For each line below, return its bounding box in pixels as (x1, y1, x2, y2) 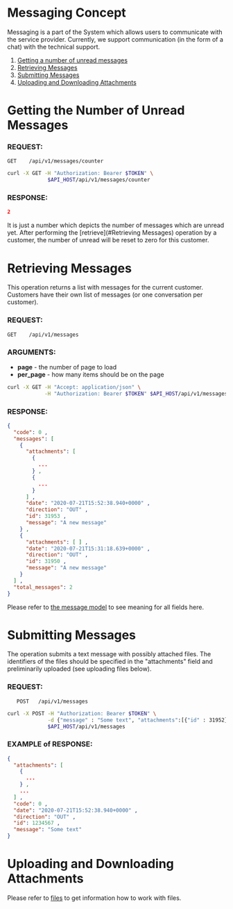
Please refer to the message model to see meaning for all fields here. (7, 603, 205, 611)
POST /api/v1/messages (16, 698, 89, 705)
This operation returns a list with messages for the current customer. (7, 283, 203, 292)
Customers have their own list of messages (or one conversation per (7, 290, 203, 299)
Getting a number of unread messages (17, 56, 128, 64)
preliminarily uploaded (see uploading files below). (7, 665, 152, 673)
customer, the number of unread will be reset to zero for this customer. (7, 236, 209, 244)
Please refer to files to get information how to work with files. (7, 894, 182, 902)
